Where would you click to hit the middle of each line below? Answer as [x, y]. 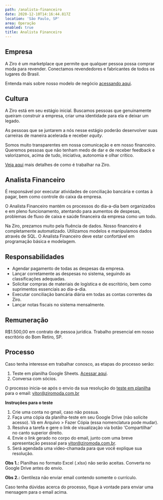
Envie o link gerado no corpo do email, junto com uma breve [72, 438]
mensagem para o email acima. [36, 492]
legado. [13, 121]
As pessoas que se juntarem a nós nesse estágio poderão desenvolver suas [81, 130]
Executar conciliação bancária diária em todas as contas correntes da [82, 295]
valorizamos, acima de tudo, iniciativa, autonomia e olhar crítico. [70, 155]
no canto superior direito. [37, 433]
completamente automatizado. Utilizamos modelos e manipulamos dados [79, 231]
